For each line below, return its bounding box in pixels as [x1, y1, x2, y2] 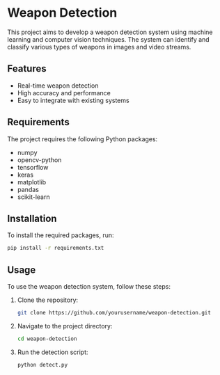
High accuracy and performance [17, 88, 111, 97]
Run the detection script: [17, 348, 88, 356]
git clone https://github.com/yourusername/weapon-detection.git [17, 310, 211, 317]
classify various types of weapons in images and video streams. [7, 42, 191, 51]
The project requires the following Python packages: [7, 134, 158, 143]
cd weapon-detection [17, 335, 77, 342]
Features [7, 63, 47, 74]
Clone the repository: [17, 296, 79, 304]
